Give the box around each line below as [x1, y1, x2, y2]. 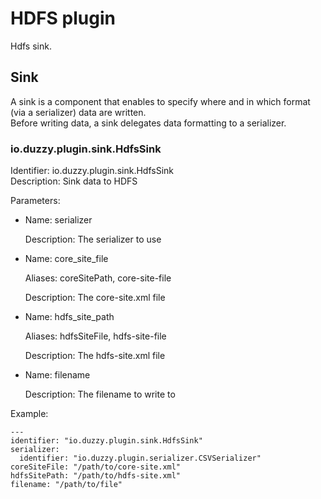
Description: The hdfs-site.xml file [24, 350, 166, 362]
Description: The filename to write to [24, 388, 176, 401]
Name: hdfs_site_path [24, 311, 115, 323]
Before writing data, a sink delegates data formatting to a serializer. [10, 117, 287, 129]
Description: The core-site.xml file [24, 292, 166, 304]
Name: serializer [24, 214, 93, 226]
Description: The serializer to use [24, 233, 162, 246]
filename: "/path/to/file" [10, 480, 123, 490]
